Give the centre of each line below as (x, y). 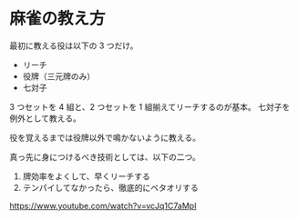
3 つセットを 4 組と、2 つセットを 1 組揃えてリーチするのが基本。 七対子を (150, 106)
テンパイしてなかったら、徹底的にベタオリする (110, 187)
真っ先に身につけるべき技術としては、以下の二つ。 (105, 156)
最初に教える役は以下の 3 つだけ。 (74, 45)
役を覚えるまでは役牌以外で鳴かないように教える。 (105, 137)
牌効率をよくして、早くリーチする (86, 176)
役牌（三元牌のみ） (59, 76)
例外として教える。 (46, 118)
